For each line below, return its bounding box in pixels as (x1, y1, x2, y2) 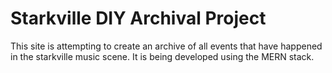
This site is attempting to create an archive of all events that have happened (10, 40, 323, 52)
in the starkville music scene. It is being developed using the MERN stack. (10, 50, 315, 62)
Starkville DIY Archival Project (10, 7, 267, 30)
